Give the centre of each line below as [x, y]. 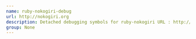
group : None [20, 27]
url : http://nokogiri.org [37, 17]
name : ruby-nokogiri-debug [39, 11]
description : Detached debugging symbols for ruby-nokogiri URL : [88, 22]
